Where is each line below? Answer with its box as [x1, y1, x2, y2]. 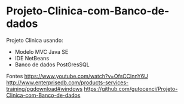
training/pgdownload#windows [6, 85, 83, 92]
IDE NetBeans [14, 54, 50, 62]
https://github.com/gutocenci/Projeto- [84, 85, 178, 92]
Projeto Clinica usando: [6, 36, 64, 44]
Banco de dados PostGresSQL [14, 61, 90, 68]
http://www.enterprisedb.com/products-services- [6, 79, 129, 86]
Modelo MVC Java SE [14, 48, 69, 55]
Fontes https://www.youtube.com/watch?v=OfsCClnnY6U [6, 72, 148, 79]
